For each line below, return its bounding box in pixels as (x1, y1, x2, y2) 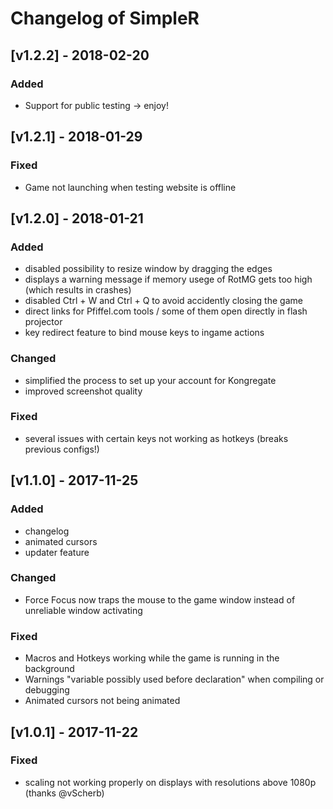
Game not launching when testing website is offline (24, 181, 237, 193)
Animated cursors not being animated (24, 695, 181, 707)
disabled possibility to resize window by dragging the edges (24, 263, 273, 275)
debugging (24, 684, 70, 696)
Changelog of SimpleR (10, 7, 200, 30)
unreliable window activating (24, 604, 143, 616)
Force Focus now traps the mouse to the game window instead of (24, 593, 296, 606)
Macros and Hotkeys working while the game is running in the (24, 652, 280, 664)
